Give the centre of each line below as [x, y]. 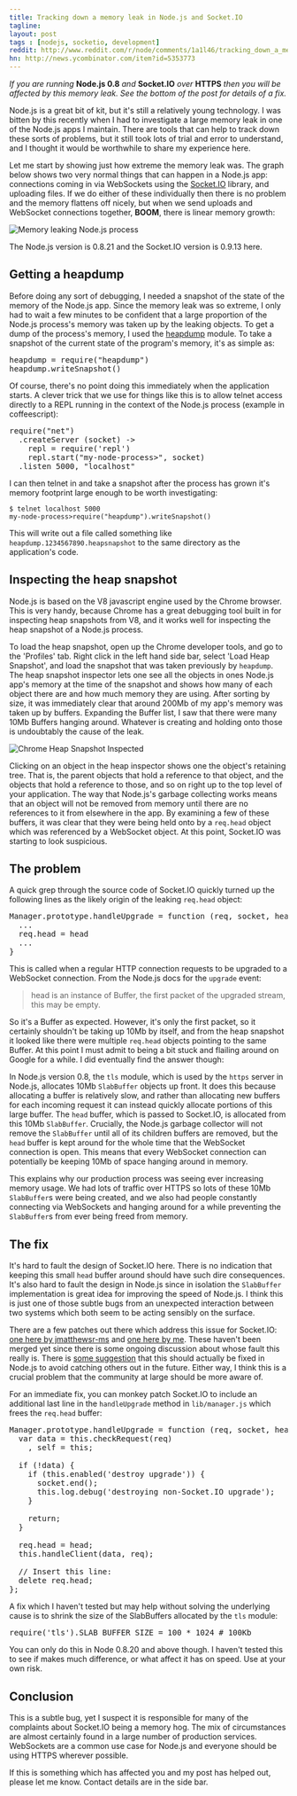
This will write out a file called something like [91, 533]
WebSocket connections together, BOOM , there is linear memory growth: [142, 212]
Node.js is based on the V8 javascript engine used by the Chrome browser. [146, 601]
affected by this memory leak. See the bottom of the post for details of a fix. [148, 93]
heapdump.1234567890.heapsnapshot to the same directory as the [125, 543]
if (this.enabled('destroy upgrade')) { [117, 1474]
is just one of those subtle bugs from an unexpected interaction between [141, 1303]
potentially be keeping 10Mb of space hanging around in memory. [129, 1161]
